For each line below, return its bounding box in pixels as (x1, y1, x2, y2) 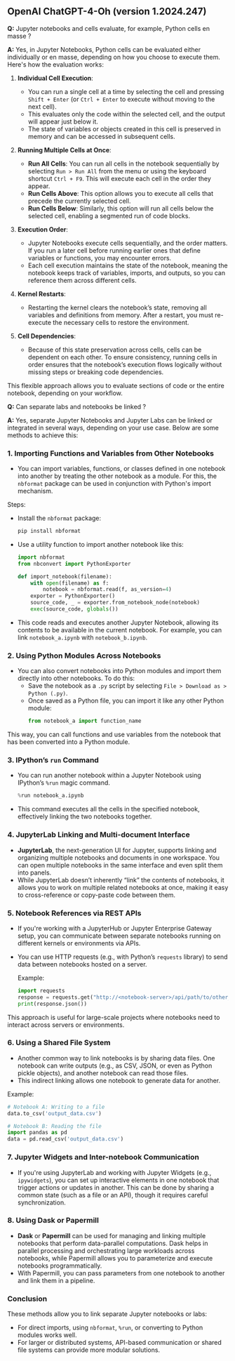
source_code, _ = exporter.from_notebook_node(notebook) (30, 599, 201, 606)
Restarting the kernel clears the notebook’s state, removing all (27, 303, 207, 312)
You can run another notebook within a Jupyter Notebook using (17, 771, 201, 780)
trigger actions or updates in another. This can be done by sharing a (17, 1183, 215, 1192)
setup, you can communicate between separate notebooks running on (17, 931, 221, 940)
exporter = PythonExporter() (30, 592, 116, 599)
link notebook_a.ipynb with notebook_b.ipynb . (17, 633, 148, 642)
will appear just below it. (27, 117, 98, 126)
